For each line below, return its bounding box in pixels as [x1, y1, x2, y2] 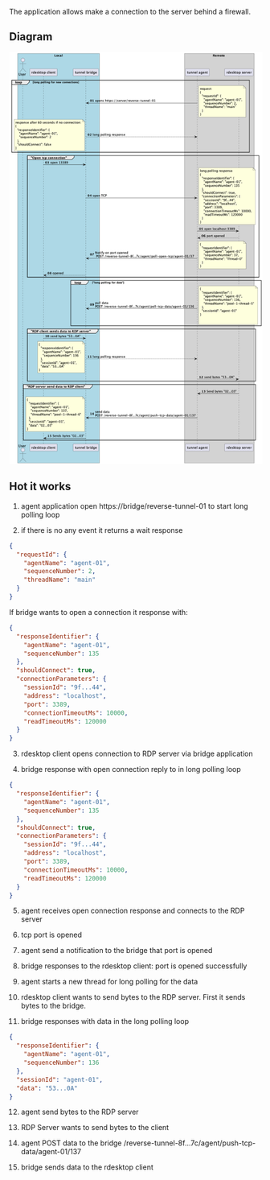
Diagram [9, 30, 53, 43]
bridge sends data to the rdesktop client [20, 1162, 153, 1172]
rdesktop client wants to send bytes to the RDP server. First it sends [20, 992, 246, 1002]
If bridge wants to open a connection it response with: [9, 607, 188, 617]
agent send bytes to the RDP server [20, 1107, 139, 1117]
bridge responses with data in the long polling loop [20, 1017, 190, 1026]
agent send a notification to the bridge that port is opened [20, 946, 213, 955]
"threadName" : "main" [23, 576, 96, 584]
